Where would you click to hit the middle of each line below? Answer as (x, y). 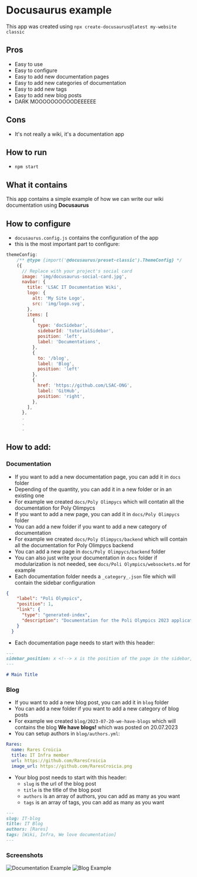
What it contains (37, 185)
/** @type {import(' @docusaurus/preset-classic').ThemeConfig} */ (99, 260)
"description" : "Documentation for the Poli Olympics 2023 (95, 620)
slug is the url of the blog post (60, 783)
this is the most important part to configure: (67, 244)
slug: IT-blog (23, 818)
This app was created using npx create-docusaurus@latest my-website (91, 26)
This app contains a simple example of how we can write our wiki (85, 199)
